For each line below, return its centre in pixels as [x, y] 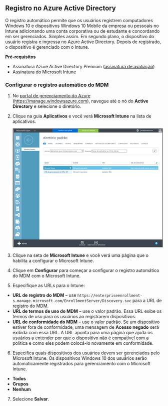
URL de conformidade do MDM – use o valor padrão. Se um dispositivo [86, 322]
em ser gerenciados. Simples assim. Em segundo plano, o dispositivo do [80, 36]
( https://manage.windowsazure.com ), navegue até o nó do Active [80, 101]
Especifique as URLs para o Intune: [48, 286]
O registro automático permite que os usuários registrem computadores [79, 20]
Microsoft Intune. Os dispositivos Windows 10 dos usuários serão [80, 358]
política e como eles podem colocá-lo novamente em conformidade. [83, 343]
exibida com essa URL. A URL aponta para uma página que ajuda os [82, 333]
